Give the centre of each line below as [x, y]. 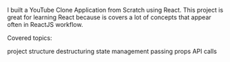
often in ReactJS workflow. [45, 24]
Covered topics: [30, 38]
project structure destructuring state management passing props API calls [112, 51]
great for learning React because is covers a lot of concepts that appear [109, 17]
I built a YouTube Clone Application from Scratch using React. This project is [115, 10]
